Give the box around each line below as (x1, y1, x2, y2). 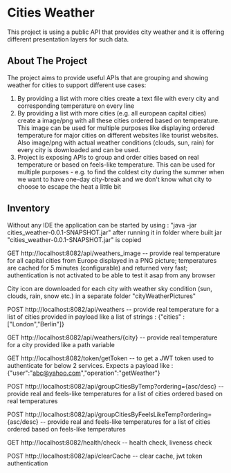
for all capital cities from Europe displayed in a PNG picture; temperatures (7, 256, 217, 264)
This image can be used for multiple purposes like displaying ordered (17, 123, 215, 132)
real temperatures (7, 396, 58, 405)
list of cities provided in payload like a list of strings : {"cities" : (7, 313, 185, 321)
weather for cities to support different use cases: (7, 81, 147, 89)
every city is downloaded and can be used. (17, 145, 140, 154)
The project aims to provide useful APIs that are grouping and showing (7, 73, 209, 82)
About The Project (7, 55, 88, 67)
